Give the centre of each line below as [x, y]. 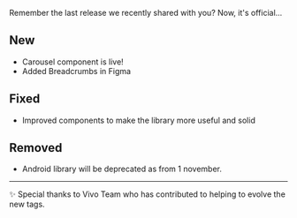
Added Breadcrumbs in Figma [76, 71]
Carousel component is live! [72, 62]
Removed [36, 148]
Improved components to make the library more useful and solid [139, 120]
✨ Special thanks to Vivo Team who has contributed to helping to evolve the [147, 194]
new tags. [27, 204]
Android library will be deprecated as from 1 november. [122, 169]
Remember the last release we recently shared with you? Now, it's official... [146, 13]
